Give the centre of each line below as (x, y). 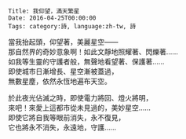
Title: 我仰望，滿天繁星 (44, 11)
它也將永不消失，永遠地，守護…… (62, 127)
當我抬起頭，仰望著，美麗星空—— (63, 42)
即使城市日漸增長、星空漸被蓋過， (63, 71)
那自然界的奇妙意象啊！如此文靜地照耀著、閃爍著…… (93, 52)
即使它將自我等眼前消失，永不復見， (67, 117)
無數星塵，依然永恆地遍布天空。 (60, 81)
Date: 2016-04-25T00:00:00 (52, 18)
